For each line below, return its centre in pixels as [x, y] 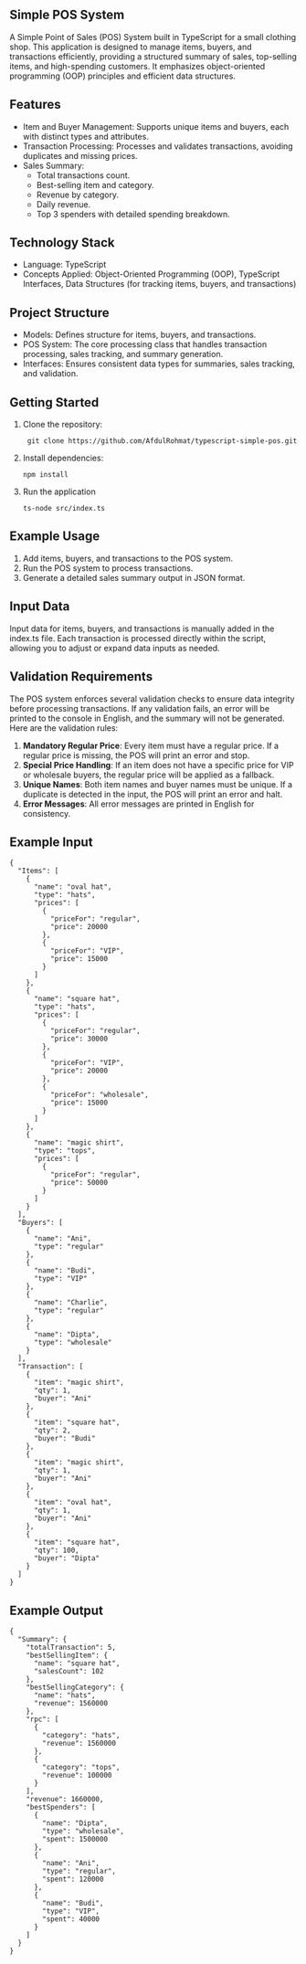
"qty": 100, [56, 1551]
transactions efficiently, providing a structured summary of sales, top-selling [153, 56]
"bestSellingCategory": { [75, 1688]
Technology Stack [62, 243]
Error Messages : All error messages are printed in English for [138, 804]
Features [35, 105]
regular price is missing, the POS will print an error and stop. [136, 755]
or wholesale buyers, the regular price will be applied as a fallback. [148, 775]
